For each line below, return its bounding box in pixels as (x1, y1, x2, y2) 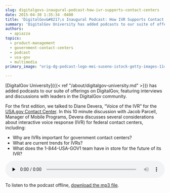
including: (5, 125, 26, 131)
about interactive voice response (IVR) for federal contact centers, (5, 119, 143, 125)
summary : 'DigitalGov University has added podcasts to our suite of (5, 21, 155, 27)
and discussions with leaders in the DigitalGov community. (5, 93, 127, 100)
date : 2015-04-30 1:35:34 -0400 (5, 12, 73, 17)
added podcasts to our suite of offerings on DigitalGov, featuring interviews (5, 88, 163, 94)
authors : (5, 26, 24, 31)
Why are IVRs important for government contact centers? (12, 135, 132, 141)
